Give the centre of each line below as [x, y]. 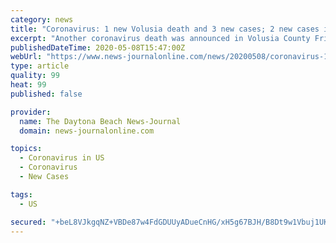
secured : [28, 222]
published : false [46, 94]
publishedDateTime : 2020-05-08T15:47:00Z [98, 47]
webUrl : [26, 57]
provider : [31, 112]
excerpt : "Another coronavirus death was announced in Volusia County [160, 38]
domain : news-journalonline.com [87, 131]
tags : [21, 194]
